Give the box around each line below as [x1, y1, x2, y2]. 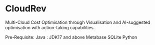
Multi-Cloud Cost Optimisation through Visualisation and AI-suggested [5, 19, 150, 25]
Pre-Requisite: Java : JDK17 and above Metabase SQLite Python [5, 34, 137, 40]
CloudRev [5, 3, 46, 14]
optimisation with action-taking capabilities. [5, 24, 95, 30]
